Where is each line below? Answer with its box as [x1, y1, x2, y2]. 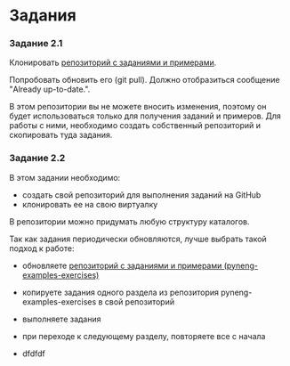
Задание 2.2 [9, 152, 66, 165]
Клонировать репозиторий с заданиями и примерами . [9, 57, 217, 68]
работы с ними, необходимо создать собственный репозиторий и [9, 120, 261, 131]
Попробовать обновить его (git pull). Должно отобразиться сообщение [9, 75, 280, 85]
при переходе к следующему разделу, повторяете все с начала [21, 330, 266, 341]
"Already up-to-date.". [9, 84, 91, 94]
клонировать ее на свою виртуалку [21, 199, 158, 209]
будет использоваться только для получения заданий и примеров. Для [9, 110, 282, 121]
